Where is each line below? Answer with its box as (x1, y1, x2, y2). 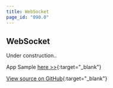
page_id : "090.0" (6, 14, 49, 20)
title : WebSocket (6, 8, 49, 15)
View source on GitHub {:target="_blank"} (6, 75, 108, 82)
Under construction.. (6, 52, 57, 59)
